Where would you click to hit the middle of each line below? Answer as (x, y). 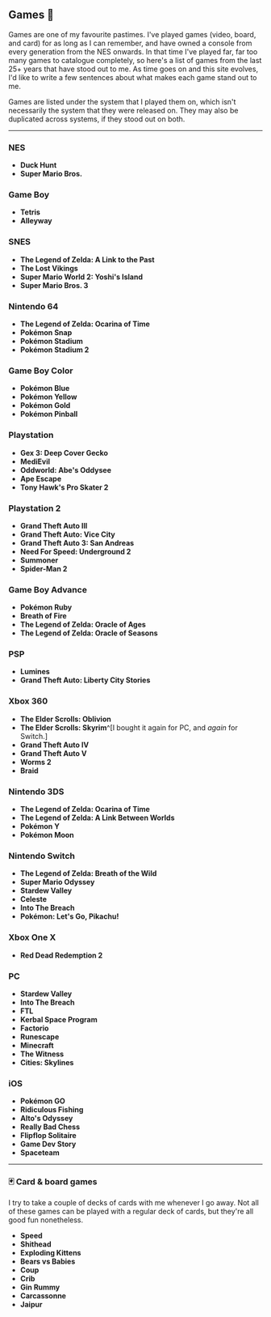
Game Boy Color (41, 371)
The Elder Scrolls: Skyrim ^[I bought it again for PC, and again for (129, 727)
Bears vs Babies (48, 1261)
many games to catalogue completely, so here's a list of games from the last (135, 60)
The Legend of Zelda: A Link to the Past (87, 259)
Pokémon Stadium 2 (54, 350)
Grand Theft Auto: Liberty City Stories (85, 680)
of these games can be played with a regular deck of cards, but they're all (131, 1211)
